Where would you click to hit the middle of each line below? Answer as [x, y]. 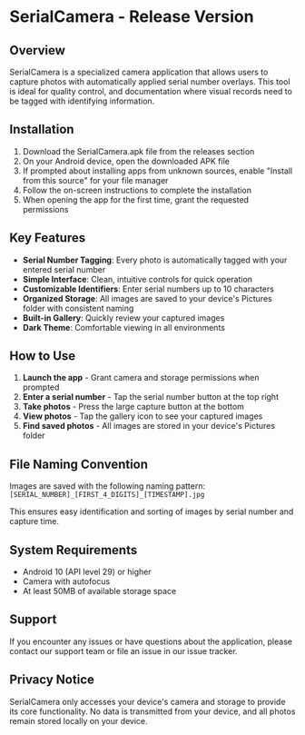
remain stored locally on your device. [79, 720]
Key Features [48, 238]
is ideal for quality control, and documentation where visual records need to [151, 91]
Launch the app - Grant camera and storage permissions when [141, 378]
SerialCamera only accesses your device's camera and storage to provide [148, 701]
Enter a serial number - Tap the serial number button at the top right [151, 397]
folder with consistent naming [78, 308]
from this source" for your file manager [95, 180]
